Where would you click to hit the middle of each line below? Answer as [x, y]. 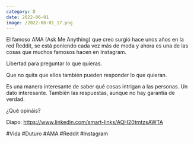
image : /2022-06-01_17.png [39, 23]
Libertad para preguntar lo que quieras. [54, 63]
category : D [21, 12]
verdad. [15, 99]
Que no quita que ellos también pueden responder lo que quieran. [87, 75]
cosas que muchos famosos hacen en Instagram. [66, 52]
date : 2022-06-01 [28, 17]
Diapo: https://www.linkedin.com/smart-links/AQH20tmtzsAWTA [85, 122]
